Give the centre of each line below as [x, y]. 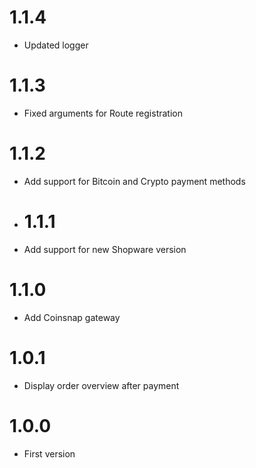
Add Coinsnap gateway [72, 317]
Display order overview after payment [101, 385]
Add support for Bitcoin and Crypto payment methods [134, 181]
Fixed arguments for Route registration [103, 113]
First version [49, 453]
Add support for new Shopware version [105, 249]
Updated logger [56, 45]
